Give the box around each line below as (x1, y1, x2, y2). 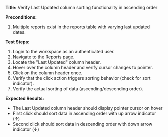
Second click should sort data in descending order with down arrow (12, 121, 153, 127)
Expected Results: (5, 95, 44, 101)
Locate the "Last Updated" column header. (12, 59, 101, 65)
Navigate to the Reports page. (12, 54, 75, 60)
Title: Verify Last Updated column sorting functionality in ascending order (5, 5, 158, 10)
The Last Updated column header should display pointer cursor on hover (12, 105, 163, 111)
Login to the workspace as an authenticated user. (12, 49, 115, 54)
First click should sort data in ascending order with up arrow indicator (12, 110, 156, 116)
